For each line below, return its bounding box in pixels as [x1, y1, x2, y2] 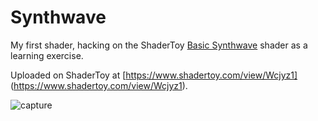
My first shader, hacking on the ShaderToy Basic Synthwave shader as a [10, 39, 308, 51]
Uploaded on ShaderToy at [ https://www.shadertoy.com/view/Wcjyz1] [10, 69, 298, 81]
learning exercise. [10, 49, 84, 61]
